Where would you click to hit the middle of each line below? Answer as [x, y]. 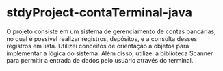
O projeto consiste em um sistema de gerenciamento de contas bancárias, [111, 31]
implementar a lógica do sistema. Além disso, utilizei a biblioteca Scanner [110, 53]
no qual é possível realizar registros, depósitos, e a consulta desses [102, 38]
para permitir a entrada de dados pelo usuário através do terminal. [100, 60]
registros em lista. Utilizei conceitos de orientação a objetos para [98, 46]
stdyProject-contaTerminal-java [100, 13]
